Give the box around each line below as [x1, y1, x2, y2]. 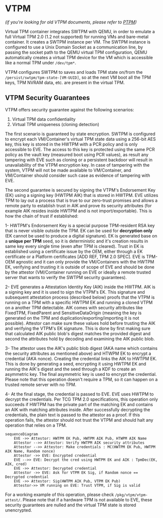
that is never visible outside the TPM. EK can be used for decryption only [5, 228, 153, 234]
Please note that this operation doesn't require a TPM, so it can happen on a [5, 376, 158, 382]
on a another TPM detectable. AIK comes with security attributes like [5, 304, 143, 310]
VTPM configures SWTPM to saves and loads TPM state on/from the [5, 69, 143, 75]
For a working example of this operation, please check [5, 492, 114, 497]
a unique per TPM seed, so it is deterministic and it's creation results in [5, 238, 148, 244]
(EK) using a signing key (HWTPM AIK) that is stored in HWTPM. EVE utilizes [5, 192, 159, 198]
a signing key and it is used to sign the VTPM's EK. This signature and [5, 289, 145, 295]
